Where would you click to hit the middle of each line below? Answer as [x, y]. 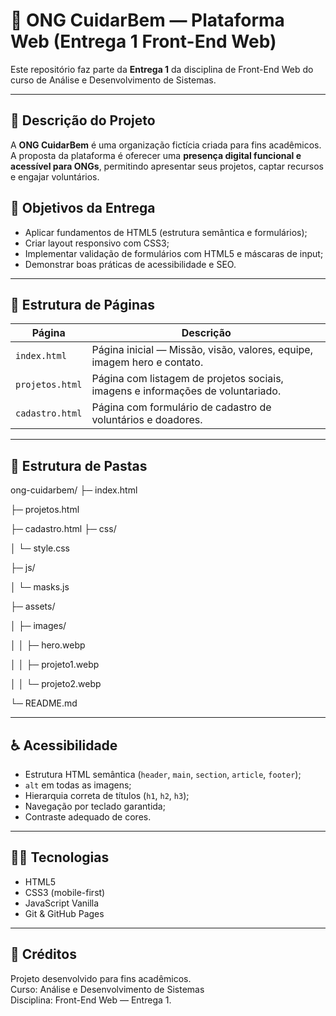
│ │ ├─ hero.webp [48, 645]
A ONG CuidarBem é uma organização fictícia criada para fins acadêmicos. [166, 145]
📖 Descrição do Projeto [83, 120]
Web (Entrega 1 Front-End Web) [143, 41]
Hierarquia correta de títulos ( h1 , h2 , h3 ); [107, 795]
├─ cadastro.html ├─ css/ [63, 529]
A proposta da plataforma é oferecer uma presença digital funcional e [156, 155]
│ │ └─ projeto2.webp [56, 684]
